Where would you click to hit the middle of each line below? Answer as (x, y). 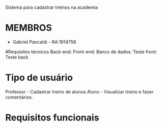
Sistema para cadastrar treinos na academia (52, 7)
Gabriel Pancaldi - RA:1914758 (44, 42)
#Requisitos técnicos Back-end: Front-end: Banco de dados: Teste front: (81, 52)
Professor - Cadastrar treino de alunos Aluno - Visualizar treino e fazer (79, 91)
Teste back (17, 57)
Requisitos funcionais (52, 118)
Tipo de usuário (39, 78)
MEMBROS (29, 28)
